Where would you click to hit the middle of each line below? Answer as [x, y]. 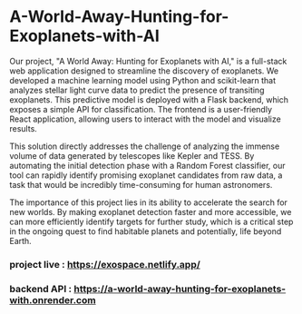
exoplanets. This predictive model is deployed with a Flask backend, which [149, 99]
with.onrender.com [53, 299]
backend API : [41, 289]
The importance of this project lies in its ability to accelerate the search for [149, 202]
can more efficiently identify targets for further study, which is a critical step [151, 221]
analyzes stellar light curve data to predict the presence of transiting [137, 90]
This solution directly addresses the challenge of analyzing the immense [145, 146]
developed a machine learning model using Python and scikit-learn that [143, 80]
